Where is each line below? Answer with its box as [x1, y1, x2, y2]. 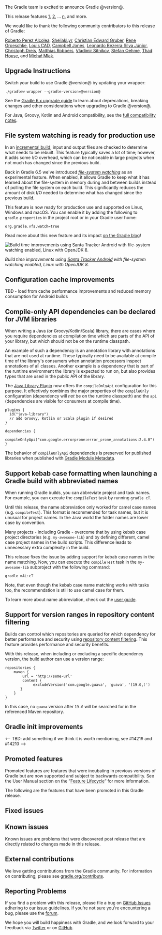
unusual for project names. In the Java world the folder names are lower [5, 515, 148, 521]
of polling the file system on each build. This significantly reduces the [5, 184, 144, 190]
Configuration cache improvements [5, 276, 115, 284]
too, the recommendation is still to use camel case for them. [5, 587, 124, 593]
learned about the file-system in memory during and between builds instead [5, 179, 157, 185]
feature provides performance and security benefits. [5, 641, 110, 647]
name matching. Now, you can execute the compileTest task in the [5, 559, 137, 565]
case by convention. [5, 520, 45, 525]
